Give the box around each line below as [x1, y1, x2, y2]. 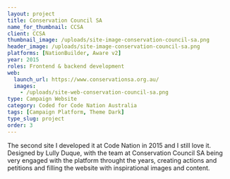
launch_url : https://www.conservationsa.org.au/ [13, 75, 159, 83]
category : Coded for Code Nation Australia [7, 102, 138, 109]
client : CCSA [7, 30, 46, 37]
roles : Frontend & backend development [7, 63, 125, 70]
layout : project [7, 10, 55, 18]
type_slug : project [7, 115, 65, 122]
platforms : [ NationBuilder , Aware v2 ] [7, 50, 121, 57]
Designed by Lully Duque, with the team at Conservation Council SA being [7, 149, 224, 157]
